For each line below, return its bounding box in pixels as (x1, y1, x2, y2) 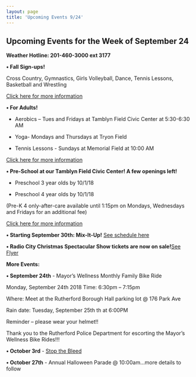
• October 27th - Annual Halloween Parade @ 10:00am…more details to (6, 359, 181, 366)
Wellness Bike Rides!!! (6, 336, 60, 343)
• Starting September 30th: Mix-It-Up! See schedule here (6, 232, 150, 239)
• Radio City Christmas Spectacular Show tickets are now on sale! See (6, 243, 181, 250)
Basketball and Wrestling (6, 81, 67, 88)
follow (6, 365, 21, 372)
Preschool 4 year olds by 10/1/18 (14, 191, 94, 198)
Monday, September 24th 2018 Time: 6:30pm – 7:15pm (6, 284, 141, 291)
